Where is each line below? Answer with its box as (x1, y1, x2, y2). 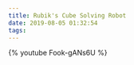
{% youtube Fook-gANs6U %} (8, 48, 108, 58)
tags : (8, 26, 26, 34)
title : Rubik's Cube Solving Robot (8, 11, 127, 20)
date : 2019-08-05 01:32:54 (8, 19, 98, 27)
